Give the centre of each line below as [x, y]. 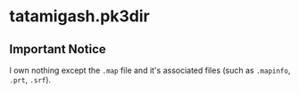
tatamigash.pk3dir [79, 16]
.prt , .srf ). [30, 80]
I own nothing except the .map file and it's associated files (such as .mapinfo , [150, 70]
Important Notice [58, 49]
